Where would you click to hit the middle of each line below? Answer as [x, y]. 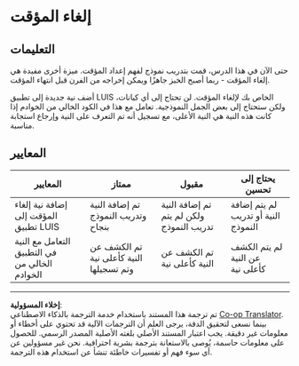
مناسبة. [22, 125]
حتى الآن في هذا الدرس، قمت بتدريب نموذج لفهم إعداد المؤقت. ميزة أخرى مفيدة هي [149, 70]
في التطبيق [35, 252]
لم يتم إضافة [254, 204]
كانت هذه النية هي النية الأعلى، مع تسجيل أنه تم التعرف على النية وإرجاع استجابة [141, 116]
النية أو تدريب [255, 215]
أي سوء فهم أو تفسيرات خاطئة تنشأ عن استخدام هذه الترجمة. [111, 352]
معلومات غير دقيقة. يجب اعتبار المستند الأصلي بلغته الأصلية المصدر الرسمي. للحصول [149, 333]
